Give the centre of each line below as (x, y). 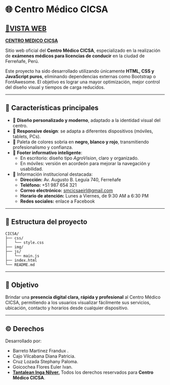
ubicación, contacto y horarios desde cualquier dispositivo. (67, 308)
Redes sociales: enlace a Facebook (57, 201)
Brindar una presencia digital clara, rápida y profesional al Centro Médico (83, 297)
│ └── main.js (22, 256)
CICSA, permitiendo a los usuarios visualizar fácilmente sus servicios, (78, 303)
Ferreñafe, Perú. (22, 61)
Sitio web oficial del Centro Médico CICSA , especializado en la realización (83, 50)
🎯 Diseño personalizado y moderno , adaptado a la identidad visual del (87, 120)
